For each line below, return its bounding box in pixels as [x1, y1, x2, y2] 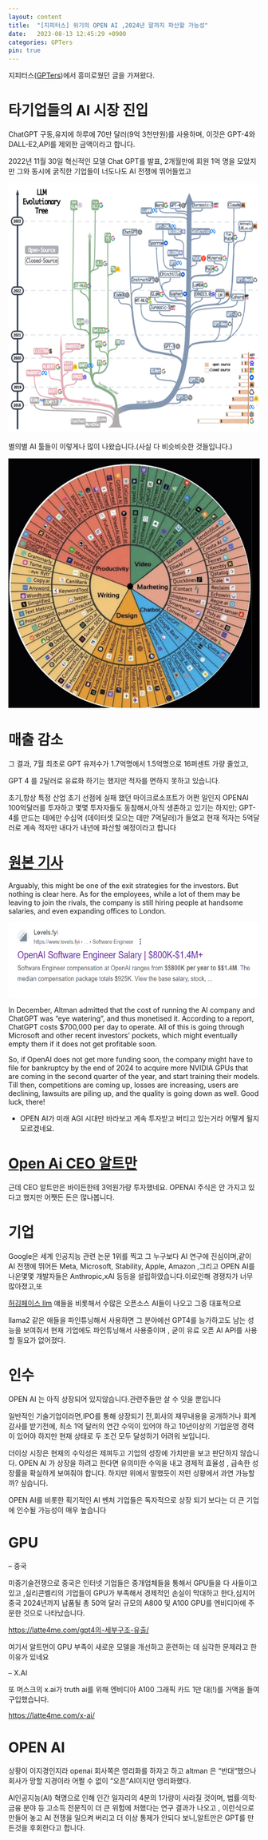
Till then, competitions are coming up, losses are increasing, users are [8, 1080, 239, 1089]
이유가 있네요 [8, 1651, 49, 1662]
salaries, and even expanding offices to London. [8, 906, 167, 915]
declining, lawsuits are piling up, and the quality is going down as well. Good [8, 1088, 259, 1098]
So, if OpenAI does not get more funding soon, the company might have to [8, 1054, 254, 1064]
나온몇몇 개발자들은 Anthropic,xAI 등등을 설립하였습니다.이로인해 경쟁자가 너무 [8, 1271, 254, 1280]
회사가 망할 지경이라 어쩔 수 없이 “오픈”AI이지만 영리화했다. [8, 1775, 191, 1786]
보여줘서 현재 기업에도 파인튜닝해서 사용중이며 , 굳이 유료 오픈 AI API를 [22, 1325, 243, 1335]
